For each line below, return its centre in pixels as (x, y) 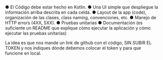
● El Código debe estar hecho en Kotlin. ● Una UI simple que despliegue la (82, 7)
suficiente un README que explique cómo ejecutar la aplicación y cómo (78, 28)
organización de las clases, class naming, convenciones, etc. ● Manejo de (81, 17)
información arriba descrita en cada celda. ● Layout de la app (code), (76, 12)
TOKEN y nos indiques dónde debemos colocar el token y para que (73, 48)
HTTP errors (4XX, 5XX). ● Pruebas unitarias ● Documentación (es (74, 23)
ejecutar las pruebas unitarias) (36, 33)
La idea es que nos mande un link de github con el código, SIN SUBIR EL (78, 43)
